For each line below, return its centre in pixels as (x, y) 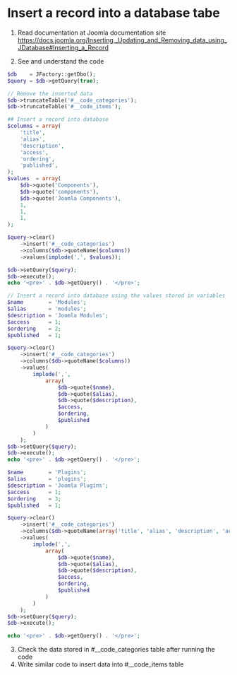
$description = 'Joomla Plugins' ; (58, 486)
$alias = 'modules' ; (47, 309)
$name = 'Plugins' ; (47, 472)
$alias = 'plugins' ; (47, 479)
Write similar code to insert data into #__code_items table (101, 664)
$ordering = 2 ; (34, 329)
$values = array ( (34, 179)
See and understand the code (61, 61)
